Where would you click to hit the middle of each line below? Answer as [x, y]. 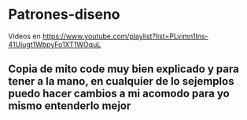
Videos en [24, 36]
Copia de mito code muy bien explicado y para [124, 69]
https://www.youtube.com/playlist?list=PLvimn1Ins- [125, 36]
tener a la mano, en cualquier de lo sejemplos [121, 81]
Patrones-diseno [64, 15]
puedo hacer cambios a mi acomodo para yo [119, 94]
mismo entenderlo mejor [70, 106]
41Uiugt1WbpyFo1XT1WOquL [55, 44]
